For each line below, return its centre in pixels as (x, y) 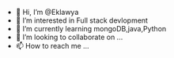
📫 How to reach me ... (52, 46)
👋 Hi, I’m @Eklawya (47, 12)
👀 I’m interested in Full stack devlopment (82, 20)
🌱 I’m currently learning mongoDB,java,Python (91, 29)
